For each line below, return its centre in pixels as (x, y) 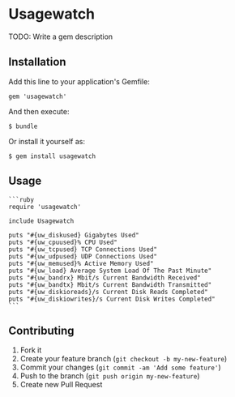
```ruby (21, 199)
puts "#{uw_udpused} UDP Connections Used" (83, 256)
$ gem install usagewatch (52, 156)
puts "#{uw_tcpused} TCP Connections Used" (83, 249)
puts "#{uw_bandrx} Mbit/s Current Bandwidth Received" (105, 277)
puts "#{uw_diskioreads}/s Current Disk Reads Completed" (108, 292)
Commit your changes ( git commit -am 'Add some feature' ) (120, 367)
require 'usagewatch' (45, 207)
